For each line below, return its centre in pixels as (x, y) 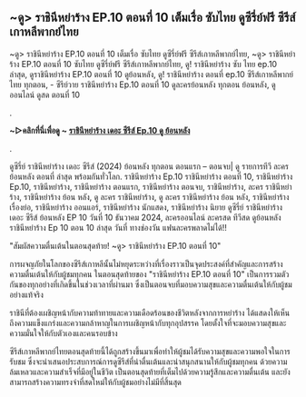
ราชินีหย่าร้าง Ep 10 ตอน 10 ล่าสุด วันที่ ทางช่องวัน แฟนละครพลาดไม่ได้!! (118, 227)
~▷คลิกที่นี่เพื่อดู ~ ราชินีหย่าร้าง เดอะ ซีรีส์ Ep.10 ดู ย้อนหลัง (100, 130)
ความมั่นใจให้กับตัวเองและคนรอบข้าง (64, 332)
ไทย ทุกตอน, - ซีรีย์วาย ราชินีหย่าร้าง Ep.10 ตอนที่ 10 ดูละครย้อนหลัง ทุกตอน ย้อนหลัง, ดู (143, 84)
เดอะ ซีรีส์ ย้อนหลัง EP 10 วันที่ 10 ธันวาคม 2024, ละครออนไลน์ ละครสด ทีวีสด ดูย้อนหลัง (145, 217)
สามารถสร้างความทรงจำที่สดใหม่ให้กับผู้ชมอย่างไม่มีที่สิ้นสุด (95, 382)
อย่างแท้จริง (26, 294)
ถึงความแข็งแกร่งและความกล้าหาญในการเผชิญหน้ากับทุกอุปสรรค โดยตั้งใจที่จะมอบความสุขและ (148, 323)
